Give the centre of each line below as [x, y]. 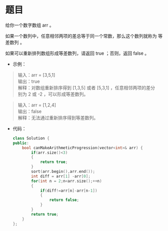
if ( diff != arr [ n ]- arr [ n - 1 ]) [69, 191]
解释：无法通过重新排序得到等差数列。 [58, 118]
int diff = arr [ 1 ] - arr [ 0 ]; [61, 176]
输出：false [30, 111]
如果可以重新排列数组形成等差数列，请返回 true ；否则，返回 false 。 [77, 53]
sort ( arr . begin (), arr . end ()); [63, 172]
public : [21, 143]
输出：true [29, 81]
